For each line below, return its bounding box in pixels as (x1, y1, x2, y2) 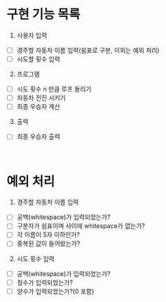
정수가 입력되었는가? (16, 278, 73, 287)
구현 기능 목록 (6, 6, 81, 23)
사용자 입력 (16, 31, 48, 39)
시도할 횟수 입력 (16, 55, 60, 63)
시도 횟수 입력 (16, 254, 55, 263)
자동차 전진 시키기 (16, 94, 66, 102)
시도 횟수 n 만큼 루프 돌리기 (16, 85, 92, 94)
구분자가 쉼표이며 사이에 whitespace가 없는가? (16, 222, 145, 230)
